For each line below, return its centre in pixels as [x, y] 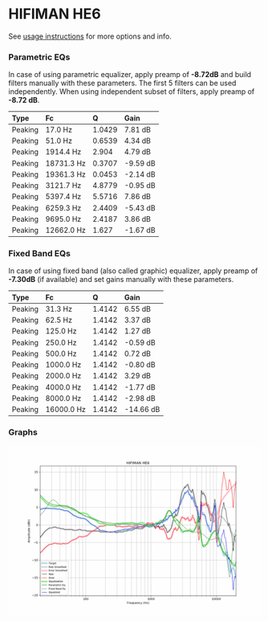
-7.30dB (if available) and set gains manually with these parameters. [121, 280]
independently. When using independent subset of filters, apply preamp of [132, 92]
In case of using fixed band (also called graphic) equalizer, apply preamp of [133, 271]
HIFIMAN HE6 [55, 14]
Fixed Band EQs [39, 253]
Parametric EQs [39, 57]
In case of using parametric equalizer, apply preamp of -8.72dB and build [130, 75]
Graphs [23, 432]
